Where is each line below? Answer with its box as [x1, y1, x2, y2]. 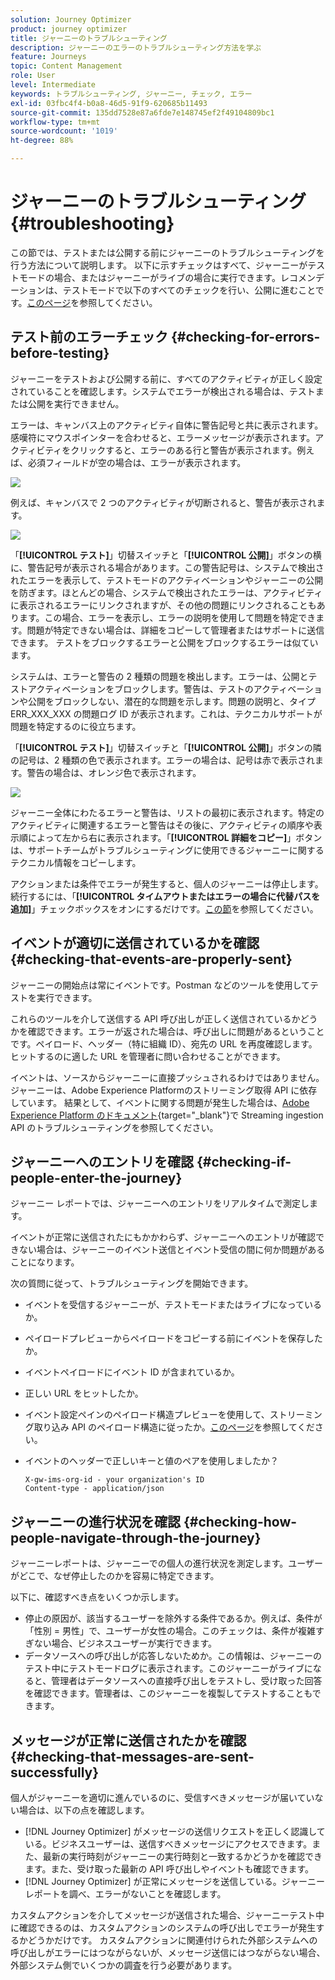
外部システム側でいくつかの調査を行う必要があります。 [10, 1959, 238, 1971]
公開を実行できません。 [27, 397, 125, 410]
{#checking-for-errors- [170, 329, 321, 346]
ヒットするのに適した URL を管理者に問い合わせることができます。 [10, 1050, 286, 1062]
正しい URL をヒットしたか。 [24, 1387, 144, 1400]
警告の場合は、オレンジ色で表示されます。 [26, 766, 202, 778]
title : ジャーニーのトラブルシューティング [10, 33, 168, 43]
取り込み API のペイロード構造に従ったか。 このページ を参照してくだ [33, 1421, 315, 1433]
